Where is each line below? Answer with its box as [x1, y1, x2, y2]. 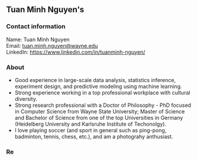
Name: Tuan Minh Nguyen [6, 35, 70, 43]
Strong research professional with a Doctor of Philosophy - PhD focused [14, 102, 191, 109]
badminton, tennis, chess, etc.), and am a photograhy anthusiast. [14, 133, 173, 140]
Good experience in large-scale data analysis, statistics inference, [14, 76, 176, 83]
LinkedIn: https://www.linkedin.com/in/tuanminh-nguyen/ [6, 48, 146, 55]
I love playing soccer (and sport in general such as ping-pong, [14, 126, 167, 133]
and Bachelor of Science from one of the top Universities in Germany [14, 114, 183, 121]
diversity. [14, 95, 37, 102]
